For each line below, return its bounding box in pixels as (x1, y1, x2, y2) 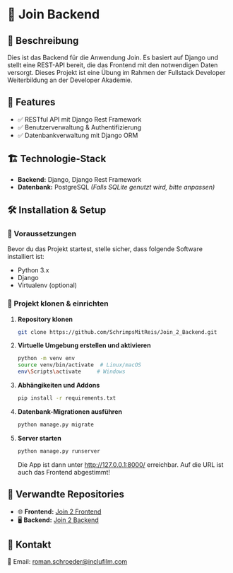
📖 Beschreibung (7, 35, 79, 47)
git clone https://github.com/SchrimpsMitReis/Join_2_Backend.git (17, 328, 217, 335)
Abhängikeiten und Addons (17, 381, 100, 390)
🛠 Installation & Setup (7, 204, 107, 216)
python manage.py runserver (17, 447, 100, 455)
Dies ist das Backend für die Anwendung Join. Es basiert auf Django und (7, 53, 219, 62)
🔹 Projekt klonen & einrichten (7, 299, 109, 308)
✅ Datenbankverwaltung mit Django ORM (17, 131, 138, 139)
